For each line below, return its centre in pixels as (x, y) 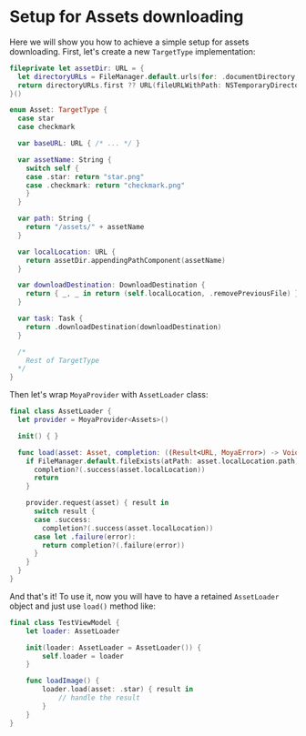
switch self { (52, 168)
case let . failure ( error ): (85, 537)
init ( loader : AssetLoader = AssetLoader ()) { (114, 648)
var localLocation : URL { (67, 252)
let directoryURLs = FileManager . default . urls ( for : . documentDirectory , (158, 76)
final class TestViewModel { (65, 622)
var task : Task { (51, 319)
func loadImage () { (63, 681)
